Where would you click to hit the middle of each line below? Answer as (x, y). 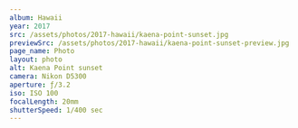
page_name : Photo (42, 51)
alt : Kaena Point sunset (56, 69)
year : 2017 (30, 26)
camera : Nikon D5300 (48, 77)
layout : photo (36, 59)
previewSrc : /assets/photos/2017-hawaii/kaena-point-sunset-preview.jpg (149, 43)
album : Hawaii (36, 18)
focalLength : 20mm (44, 101)
